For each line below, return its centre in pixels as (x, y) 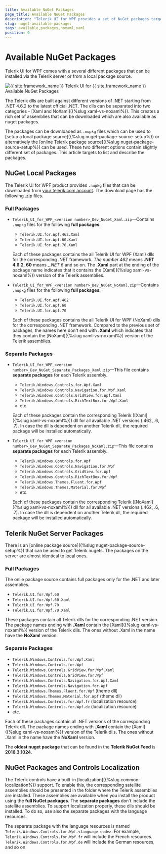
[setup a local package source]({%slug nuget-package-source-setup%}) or (82, 136)
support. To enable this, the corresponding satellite (89, 785)
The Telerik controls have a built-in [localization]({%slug (62, 779)
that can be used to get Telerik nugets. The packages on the (87, 551)
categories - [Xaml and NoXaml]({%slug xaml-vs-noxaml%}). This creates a (82, 111)
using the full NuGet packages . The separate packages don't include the (80, 801)
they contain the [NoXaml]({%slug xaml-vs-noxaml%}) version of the (83, 336)
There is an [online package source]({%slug (50, 545)
